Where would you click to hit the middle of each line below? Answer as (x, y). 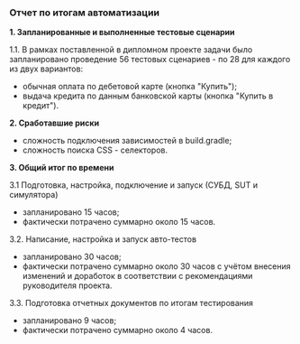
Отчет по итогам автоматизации (85, 13)
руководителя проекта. (67, 285)
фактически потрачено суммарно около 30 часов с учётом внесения (156, 266)
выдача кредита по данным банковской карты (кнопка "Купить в (148, 96)
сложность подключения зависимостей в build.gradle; (127, 141)
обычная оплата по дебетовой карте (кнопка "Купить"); (129, 87)
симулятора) (34, 195)
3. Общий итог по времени (62, 168)
